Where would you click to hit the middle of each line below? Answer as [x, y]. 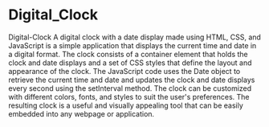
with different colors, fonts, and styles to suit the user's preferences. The [129, 96]
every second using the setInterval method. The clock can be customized [130, 88]
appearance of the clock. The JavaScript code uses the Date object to [124, 71]
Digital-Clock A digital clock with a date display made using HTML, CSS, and [134, 37]
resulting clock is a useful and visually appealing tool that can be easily [126, 105]
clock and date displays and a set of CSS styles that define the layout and [130, 63]
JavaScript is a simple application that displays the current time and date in [132, 45]
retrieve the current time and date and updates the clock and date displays [132, 80]
